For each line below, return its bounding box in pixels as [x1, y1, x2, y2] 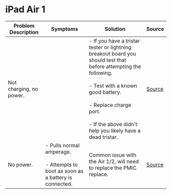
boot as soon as [45, 167, 83, 174]
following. [89, 69, 113, 76]
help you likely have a [89, 127, 141, 134]
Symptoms [51, 25, 78, 32]
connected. [45, 180, 73, 187]
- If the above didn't [89, 121, 137, 128]
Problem [13, 22, 35, 29]
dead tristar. [89, 133, 118, 141]
